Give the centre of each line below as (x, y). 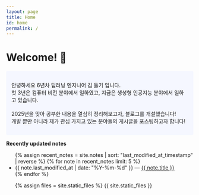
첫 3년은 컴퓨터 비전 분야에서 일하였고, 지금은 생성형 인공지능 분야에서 (92, 93)
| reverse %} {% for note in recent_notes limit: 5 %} (78, 162)
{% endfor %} (32, 174)
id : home (17, 23)
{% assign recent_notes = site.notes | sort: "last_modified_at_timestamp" (104, 155)
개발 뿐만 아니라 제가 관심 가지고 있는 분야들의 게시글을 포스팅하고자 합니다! (99, 121)
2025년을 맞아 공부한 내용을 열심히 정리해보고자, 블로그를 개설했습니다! (94, 114)
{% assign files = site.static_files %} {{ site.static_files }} (83, 185)
